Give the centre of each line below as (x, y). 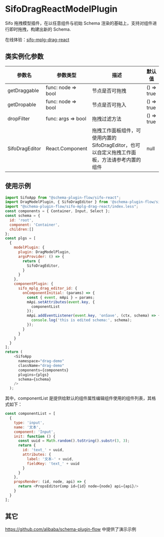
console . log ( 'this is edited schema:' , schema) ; (82, 320)
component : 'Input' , (35, 432)
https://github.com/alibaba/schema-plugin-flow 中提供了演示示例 (71, 529)
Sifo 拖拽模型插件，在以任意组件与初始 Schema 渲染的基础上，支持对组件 (79, 23)
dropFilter (19, 118)
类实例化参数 (24, 56)
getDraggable (23, 90)
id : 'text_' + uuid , (43, 450)
